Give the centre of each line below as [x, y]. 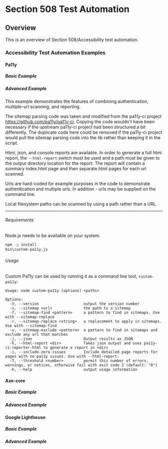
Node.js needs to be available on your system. [53, 236]
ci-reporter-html [23, 348]
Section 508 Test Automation [67, 9]
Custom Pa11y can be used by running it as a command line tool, [71, 276]
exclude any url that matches [37, 335]
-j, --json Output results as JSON [71, 339]
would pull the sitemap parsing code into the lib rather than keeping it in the [83, 137]
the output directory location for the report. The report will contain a [75, 163]
